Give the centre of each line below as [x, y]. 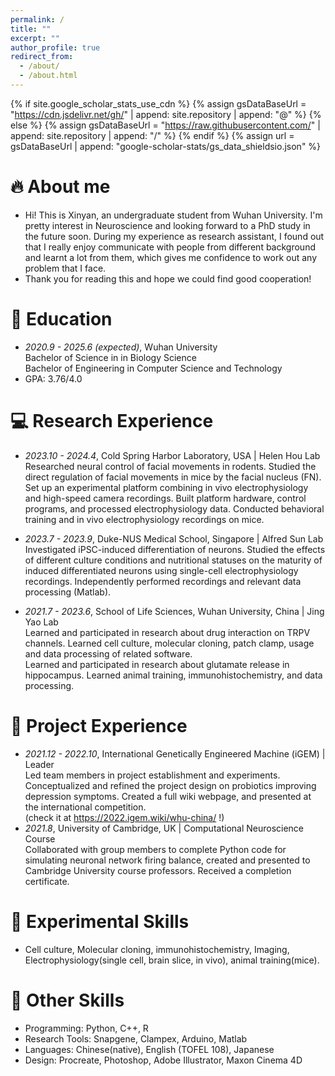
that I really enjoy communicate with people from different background [170, 247]
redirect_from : [42, 57]
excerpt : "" [35, 38]
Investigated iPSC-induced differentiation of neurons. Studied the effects [175, 549]
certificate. [47, 881]
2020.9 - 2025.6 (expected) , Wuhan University [121, 347]
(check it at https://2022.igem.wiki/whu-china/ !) [124, 817]
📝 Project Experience [99, 725]
